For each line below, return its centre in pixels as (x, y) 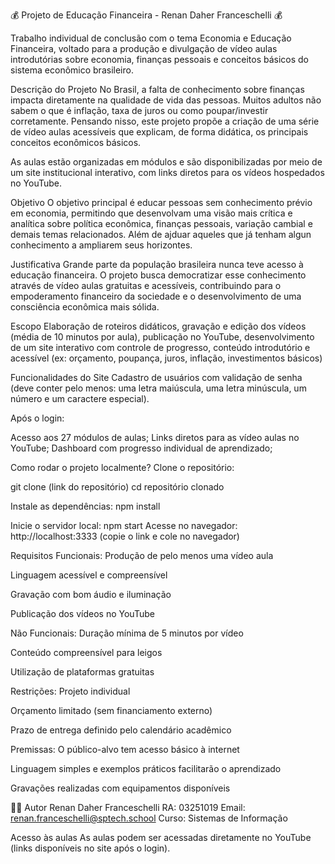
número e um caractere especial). (80, 398)
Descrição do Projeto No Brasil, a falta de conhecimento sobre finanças (157, 89)
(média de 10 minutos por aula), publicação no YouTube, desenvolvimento (162, 337)
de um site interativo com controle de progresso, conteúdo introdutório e (160, 347)
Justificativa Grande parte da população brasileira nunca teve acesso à (157, 264)
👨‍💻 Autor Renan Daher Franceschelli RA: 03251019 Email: (128, 807)
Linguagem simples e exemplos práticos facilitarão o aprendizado (146, 768)
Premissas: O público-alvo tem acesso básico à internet (125, 749)
